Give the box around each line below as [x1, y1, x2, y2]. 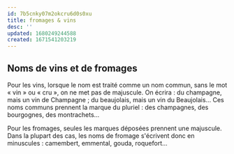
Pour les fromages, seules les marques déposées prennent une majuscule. [7, 124, 222, 132]
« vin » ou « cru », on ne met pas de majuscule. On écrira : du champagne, [7, 88, 222, 97]
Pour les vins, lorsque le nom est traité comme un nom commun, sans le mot [7, 80, 228, 89]
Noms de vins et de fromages [7, 62, 138, 74]
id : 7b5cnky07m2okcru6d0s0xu [7, 10, 92, 17]
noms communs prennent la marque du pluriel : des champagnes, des [7, 103, 209, 111]
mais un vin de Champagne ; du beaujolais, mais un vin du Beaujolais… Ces [7, 95, 225, 104]
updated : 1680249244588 [7, 29, 77, 37]
